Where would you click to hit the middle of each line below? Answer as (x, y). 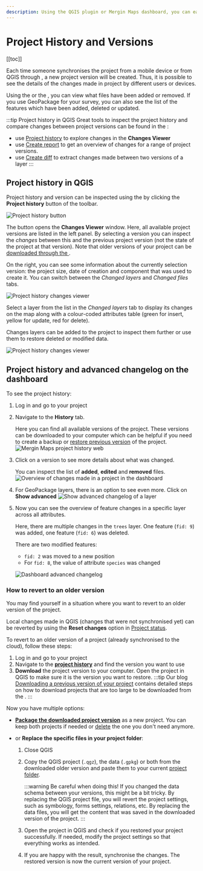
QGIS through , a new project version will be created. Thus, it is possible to (99, 77)
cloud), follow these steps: (39, 646)
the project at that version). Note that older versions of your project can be (99, 247)
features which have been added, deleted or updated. (73, 108)
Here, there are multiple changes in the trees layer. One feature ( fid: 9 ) (105, 526)
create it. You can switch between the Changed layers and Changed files (97, 278)
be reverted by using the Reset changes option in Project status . (87, 628)
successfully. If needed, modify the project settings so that (97, 837)
